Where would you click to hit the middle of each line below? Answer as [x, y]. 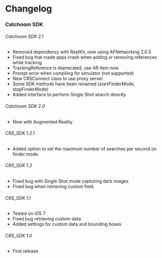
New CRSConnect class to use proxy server [58, 79]
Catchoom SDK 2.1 [25, 36]
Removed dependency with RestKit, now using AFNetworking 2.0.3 [82, 52]
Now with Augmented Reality [42, 121]
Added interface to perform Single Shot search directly [69, 95]
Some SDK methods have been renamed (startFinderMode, [74, 84]
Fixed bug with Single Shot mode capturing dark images [70, 181]
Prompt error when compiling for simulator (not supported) [73, 73]
